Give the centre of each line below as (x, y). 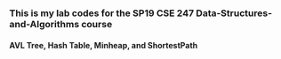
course (97, 24)
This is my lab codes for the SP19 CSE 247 (101, 13)
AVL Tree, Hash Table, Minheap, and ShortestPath (104, 45)
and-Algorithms (44, 24)
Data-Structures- (234, 13)
